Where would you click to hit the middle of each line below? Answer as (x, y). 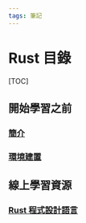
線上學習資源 (40, 186)
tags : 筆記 (25, 16)
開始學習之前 (40, 108)
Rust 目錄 (40, 58)
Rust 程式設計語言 (43, 210)
